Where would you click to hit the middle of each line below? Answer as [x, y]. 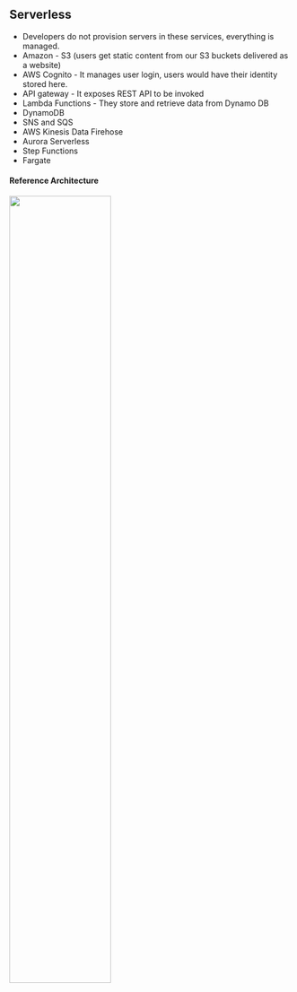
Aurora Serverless [56, 141]
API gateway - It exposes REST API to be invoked [113, 93]
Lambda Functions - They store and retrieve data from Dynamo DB [145, 103]
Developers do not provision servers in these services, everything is [148, 36]
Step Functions [50, 151]
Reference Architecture [54, 181]
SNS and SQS [48, 122]
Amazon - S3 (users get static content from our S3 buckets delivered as [155, 55]
